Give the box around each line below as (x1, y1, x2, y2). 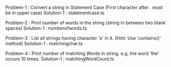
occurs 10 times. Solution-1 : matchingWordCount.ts (5, 56, 115, 62)
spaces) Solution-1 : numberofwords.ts (5, 25, 87, 31)
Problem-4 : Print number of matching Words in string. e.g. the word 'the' (5, 51, 159, 56)
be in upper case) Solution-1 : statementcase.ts (5, 10, 105, 16)
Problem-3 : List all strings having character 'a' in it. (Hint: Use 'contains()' (5, 35, 161, 41)
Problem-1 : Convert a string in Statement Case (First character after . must (5, 5, 163, 10)
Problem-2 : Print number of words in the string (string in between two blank (5, 20, 166, 26)
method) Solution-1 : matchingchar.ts (5, 40, 83, 47)
